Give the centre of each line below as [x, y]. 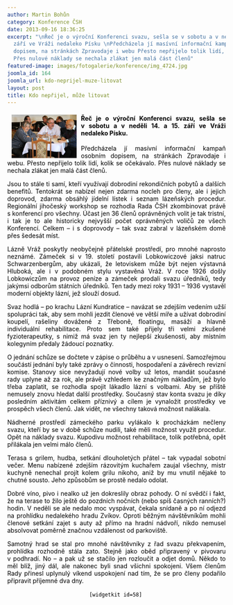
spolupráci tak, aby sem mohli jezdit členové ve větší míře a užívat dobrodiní [116, 314]
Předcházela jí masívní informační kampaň [153, 149]
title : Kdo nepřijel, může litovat [59, 95]
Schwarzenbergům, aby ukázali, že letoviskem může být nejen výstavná [116, 264]
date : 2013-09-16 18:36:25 [46, 29]
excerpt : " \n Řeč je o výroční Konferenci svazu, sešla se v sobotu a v [113, 37]
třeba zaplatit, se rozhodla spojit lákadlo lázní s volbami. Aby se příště [116, 387]
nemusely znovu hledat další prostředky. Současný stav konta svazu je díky [116, 394]
